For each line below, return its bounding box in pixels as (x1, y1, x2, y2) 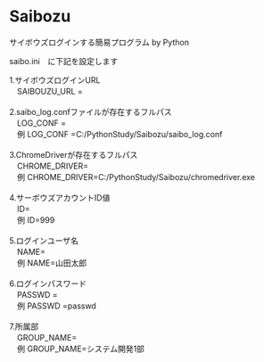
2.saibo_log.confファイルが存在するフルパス (9, 106, 172, 117)
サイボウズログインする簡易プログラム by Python (9, 37, 190, 47)
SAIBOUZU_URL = (16, 86, 83, 96)
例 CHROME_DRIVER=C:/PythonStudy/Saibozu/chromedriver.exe (16, 171, 256, 182)
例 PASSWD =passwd (16, 300, 96, 311)
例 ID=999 (16, 214, 55, 225)
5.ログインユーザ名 (9, 234, 78, 246)
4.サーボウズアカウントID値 (9, 192, 111, 202)
